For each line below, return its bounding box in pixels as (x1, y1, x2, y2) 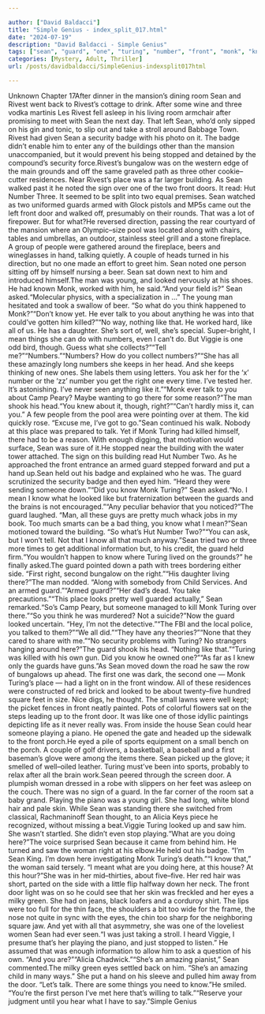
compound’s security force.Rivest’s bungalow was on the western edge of (8, 158, 249, 167)
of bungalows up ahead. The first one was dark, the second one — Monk (8, 669, 246, 679)
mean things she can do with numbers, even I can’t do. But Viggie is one (8, 334, 243, 343)
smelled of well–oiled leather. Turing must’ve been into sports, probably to (8, 761, 249, 771)
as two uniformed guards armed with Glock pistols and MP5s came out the (8, 200, 251, 209)
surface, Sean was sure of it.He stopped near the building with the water (8, 443, 244, 452)
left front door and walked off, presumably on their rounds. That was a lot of (8, 208, 255, 218)
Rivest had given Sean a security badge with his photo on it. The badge (8, 133, 241, 142)
